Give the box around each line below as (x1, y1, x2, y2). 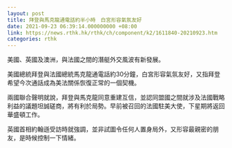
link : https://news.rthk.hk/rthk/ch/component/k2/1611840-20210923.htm (7, 29, 217, 36)
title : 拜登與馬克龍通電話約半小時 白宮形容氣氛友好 (7, 17, 142, 23)
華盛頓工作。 (7, 111, 43, 119)
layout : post (7, 10, 45, 17)
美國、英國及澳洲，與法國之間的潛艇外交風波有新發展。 (7, 56, 164, 64)
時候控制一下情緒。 (25, 134, 80, 142)
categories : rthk (7, 36, 57, 43)
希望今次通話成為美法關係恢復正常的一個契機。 (7, 78, 140, 87)
